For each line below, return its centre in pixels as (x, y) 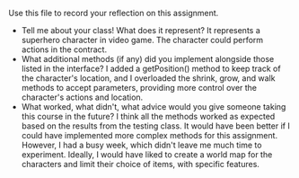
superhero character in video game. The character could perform (142, 40)
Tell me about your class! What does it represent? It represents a (141, 30)
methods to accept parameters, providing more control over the (139, 88)
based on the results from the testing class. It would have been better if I (156, 126)
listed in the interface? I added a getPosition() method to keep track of (151, 68)
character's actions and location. (82, 97)
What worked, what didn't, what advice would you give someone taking (154, 107)
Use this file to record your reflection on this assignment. (114, 13)
